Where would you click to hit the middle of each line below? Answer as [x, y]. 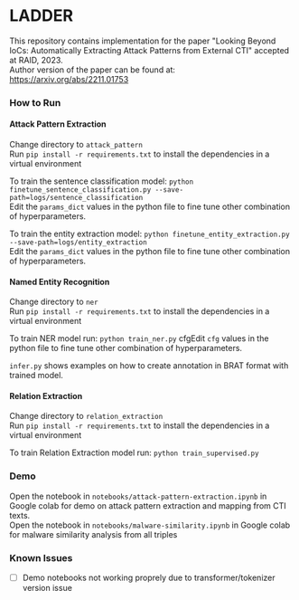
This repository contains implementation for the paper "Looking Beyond [143, 41]
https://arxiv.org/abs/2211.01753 [69, 79]
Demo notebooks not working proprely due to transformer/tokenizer [149, 578]
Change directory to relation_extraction [86, 416]
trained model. [36, 376]
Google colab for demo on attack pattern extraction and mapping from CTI [148, 505]
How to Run [35, 102]
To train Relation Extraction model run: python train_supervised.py [134, 452]
